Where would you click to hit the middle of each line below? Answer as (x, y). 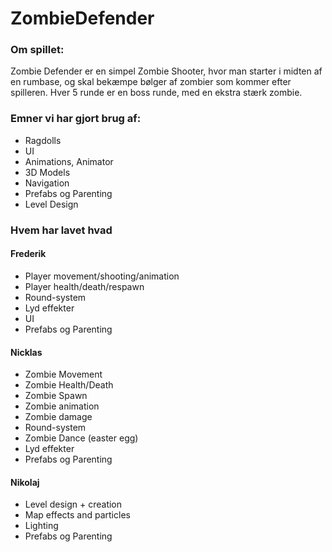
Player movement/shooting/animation (102, 276)
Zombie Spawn (56, 396)
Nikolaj (25, 482)
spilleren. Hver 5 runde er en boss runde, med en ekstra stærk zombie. (156, 93)
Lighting (41, 526)
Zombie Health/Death (69, 385)
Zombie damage (58, 417)
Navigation (47, 183)
